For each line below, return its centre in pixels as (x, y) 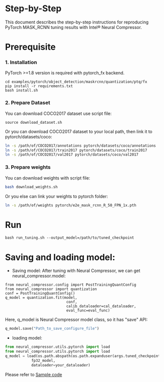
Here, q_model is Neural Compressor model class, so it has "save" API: (76, 320)
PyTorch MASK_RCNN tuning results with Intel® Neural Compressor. (73, 27)
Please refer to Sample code (34, 374)
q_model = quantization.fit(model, (41, 298)
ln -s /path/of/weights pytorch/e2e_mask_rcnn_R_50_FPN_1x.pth (71, 205)
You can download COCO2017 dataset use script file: (58, 113)
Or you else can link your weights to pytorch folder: (57, 196)
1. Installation (21, 63)
